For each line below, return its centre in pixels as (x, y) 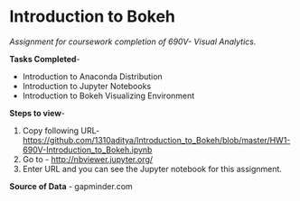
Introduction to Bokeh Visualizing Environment (108, 96)
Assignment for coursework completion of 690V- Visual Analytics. (133, 41)
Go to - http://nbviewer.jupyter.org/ (88, 159)
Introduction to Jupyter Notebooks (87, 86)
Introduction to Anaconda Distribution (92, 76)
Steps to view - (37, 113)
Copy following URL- (61, 130)
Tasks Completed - (45, 59)
